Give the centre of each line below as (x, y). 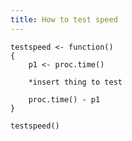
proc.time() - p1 (64, 99)
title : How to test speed (64, 19)
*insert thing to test (75, 82)
